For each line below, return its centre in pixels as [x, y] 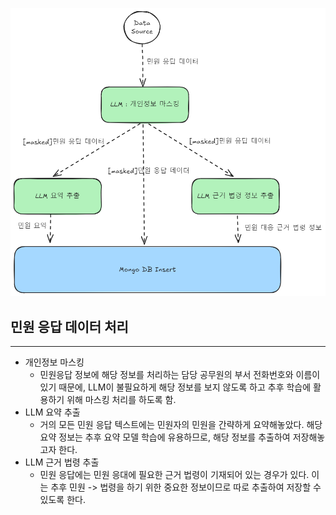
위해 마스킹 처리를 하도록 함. [121, 400]
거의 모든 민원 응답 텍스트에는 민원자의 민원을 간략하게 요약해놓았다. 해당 [181, 425]
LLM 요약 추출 [52, 412]
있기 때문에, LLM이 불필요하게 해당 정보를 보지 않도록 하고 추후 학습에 [175, 387]
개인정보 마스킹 [54, 362]
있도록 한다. [62, 500]
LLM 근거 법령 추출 [62, 462]
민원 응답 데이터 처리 [69, 326]
